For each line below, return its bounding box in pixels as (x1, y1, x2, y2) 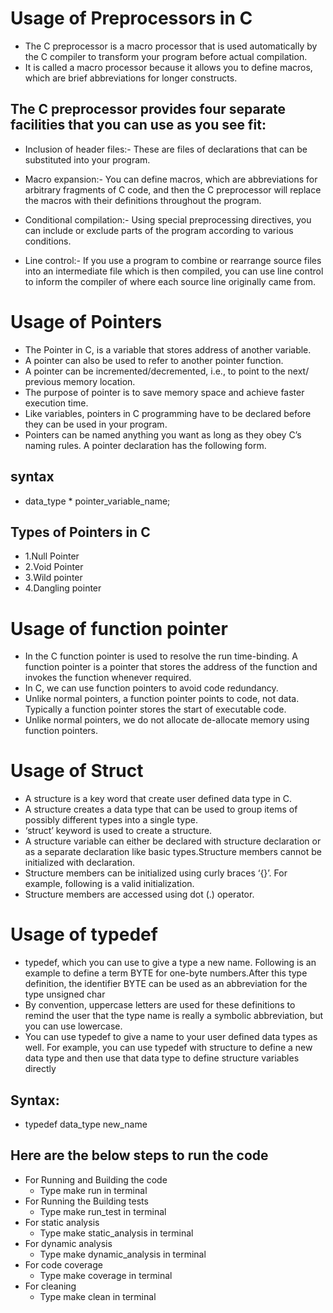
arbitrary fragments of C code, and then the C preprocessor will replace (24, 183, 322, 196)
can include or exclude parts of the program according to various (24, 224, 294, 236)
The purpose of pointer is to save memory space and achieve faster (24, 386, 305, 398)
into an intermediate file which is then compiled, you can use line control (24, 265, 324, 277)
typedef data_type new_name (24, 1118, 148, 1130)
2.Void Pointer (24, 561, 84, 573)
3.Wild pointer (24, 572, 83, 584)
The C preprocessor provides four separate (10, 101, 287, 118)
